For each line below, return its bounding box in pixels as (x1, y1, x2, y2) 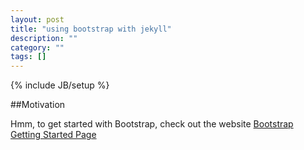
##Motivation (10, 99, 66, 111)
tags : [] (10, 52, 47, 62)
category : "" (10, 42, 65, 53)
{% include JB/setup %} (10, 79, 110, 91)
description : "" (10, 33, 78, 43)
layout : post (10, 14, 65, 25)
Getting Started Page (10, 129, 97, 141)
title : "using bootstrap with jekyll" (10, 24, 172, 34)
